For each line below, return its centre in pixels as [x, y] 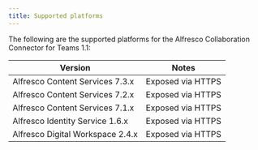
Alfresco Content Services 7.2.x [73, 94]
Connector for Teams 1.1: [49, 47]
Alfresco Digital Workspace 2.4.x [75, 134]
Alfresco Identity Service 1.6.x [70, 121]
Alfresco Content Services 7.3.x [73, 81]
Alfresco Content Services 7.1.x [73, 108]
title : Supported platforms [56, 16]
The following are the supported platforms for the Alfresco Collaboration [129, 39]
